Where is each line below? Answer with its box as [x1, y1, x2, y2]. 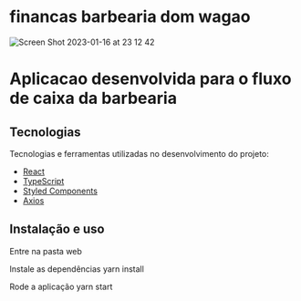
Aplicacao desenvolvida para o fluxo [9, 68, 292, 89]
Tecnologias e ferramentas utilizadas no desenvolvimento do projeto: [9, 148, 269, 159]
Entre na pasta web [9, 245, 82, 256]
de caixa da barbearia [9, 88, 178, 109]
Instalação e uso [9, 222, 105, 237]
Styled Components [22, 185, 99, 196]
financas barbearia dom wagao [9, 6, 251, 27]
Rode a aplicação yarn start [9, 281, 113, 292]
